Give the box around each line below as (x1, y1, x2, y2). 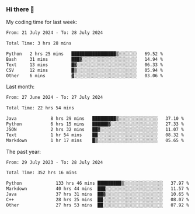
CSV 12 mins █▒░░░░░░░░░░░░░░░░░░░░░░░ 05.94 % (6, 67, 163, 73)
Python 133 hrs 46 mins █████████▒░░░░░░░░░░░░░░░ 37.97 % (6, 181, 190, 187)
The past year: (6, 148, 41, 155)
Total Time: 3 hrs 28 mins (6, 40, 72, 46)
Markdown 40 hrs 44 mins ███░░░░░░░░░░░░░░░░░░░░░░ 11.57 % (6, 186, 190, 192)
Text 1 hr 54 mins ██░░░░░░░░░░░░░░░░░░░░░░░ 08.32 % (6, 132, 184, 138)
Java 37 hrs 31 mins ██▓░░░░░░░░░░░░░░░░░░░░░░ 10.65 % (6, 191, 190, 198)
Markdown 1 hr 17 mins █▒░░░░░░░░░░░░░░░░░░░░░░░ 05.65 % (6, 137, 184, 143)
